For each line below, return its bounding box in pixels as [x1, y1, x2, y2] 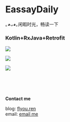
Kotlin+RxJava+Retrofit [5, 34, 65, 42]
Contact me [5, 96, 31, 102]
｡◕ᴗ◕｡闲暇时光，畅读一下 [5, 21, 59, 27]
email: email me [5, 111, 38, 117]
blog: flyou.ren [5, 106, 36, 112]
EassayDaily [5, 4, 59, 15]
